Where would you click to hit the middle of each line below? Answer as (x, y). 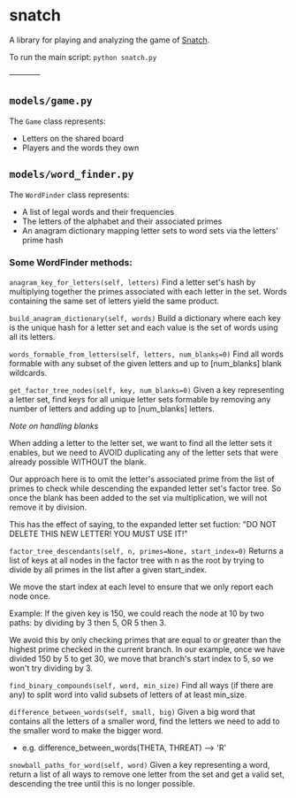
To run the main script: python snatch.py (83, 57)
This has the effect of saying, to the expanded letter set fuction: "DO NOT (143, 524)
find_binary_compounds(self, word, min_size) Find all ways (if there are (141, 685)
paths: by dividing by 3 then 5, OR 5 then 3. (88, 622)
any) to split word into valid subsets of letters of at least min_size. (128, 694)
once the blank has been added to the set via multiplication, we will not (138, 497)
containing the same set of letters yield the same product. (114, 301)
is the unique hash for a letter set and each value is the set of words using (144, 327)
